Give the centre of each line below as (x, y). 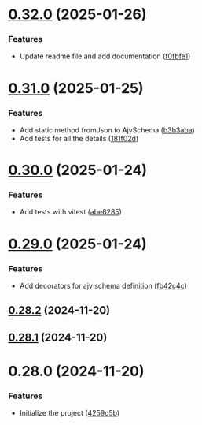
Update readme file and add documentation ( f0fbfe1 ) (105, 56)
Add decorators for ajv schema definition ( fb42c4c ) (103, 285)
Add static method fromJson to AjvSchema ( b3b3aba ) (107, 130)
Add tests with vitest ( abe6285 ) (70, 212)
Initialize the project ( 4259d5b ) (70, 413)
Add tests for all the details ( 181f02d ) (79, 138)
